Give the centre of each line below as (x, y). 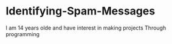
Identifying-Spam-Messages (81, 11)
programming (23, 34)
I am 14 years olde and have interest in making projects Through (86, 28)
